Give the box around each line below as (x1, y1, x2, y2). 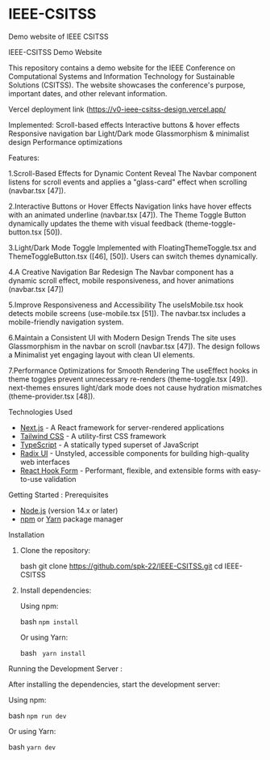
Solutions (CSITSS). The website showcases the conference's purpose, (8, 80, 246, 90)
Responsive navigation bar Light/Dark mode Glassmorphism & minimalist (8, 129, 250, 138)
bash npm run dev (8, 711, 67, 720)
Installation (8, 530, 45, 539)
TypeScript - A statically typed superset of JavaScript (19, 440, 199, 450)
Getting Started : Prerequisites (8, 490, 109, 500)
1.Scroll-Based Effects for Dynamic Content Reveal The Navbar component (8, 168, 257, 178)
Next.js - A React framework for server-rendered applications (19, 422, 225, 433)
